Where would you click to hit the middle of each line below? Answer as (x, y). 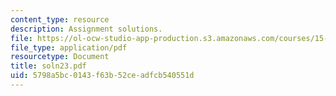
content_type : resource (60, 19)
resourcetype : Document (60, 57)
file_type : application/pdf (69, 47)
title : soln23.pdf (48, 66)
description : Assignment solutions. (86, 29)
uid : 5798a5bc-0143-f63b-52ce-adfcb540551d (102, 76)
